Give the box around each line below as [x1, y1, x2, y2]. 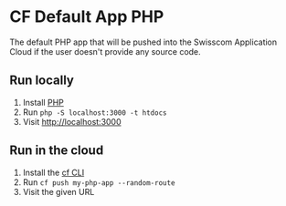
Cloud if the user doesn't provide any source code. [9, 46, 201, 57]
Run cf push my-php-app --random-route [22, 176, 175, 188]
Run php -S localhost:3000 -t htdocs [22, 107, 167, 118]
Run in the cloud [9, 143, 104, 159]
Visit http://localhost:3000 [22, 116, 122, 127]
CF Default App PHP [9, 6, 164, 27]
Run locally [9, 73, 75, 88]
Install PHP [22, 97, 64, 108]
